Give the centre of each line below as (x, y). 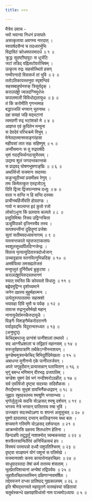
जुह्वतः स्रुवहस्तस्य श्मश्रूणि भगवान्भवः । (35, 395)
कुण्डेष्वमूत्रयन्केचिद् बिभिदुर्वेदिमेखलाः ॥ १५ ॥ (40, 355)
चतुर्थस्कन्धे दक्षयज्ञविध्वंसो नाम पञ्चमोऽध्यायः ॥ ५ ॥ (46, 492)
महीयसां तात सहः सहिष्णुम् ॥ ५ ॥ (32, 143)
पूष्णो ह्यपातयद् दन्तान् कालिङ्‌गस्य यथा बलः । (41, 418)
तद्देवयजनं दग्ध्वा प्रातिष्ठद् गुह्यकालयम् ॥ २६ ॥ (41, 481)
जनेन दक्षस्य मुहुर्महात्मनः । (26, 292)
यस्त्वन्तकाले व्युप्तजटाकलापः (28, 241)
